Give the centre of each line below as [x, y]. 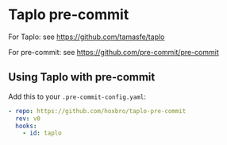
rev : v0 [28, 118]
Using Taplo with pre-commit [82, 77]
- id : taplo [42, 133]
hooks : [26, 126]
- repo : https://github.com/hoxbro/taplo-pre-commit [97, 111]
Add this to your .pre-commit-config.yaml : [77, 96]
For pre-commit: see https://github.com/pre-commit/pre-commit [114, 52]
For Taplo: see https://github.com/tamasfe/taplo [87, 37]
